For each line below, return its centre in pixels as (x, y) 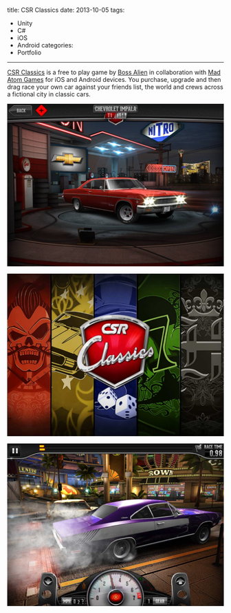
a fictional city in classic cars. (49, 94)
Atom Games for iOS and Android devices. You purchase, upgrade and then (114, 79)
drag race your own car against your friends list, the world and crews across (115, 87)
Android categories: (45, 45)
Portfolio (29, 52)
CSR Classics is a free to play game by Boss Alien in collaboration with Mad (114, 72)
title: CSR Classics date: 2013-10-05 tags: (66, 10)
